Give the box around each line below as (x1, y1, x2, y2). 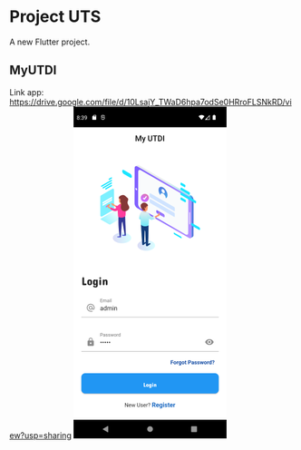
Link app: (9, 86, 44, 97)
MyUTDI (9, 63, 57, 78)
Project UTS (9, 6, 102, 27)
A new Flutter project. (9, 36, 91, 47)
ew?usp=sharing (9, 429, 73, 441)
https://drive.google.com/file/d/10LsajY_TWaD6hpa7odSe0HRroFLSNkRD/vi (9, 96, 292, 107)
